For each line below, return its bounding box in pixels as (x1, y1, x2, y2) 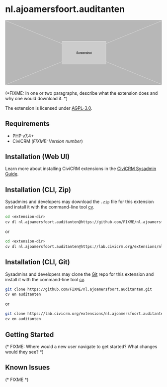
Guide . (5, 171, 19, 177)
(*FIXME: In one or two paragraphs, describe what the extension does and (5, 90, 158, 96)
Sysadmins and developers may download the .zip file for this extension (5, 198, 154, 205)
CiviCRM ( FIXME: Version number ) (12, 138, 83, 144)
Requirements (5, 120, 50, 128)
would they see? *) (5, 349, 44, 355)
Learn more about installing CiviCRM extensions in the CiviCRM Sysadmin (5, 166, 157, 172)
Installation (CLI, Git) (5, 258, 71, 266)
